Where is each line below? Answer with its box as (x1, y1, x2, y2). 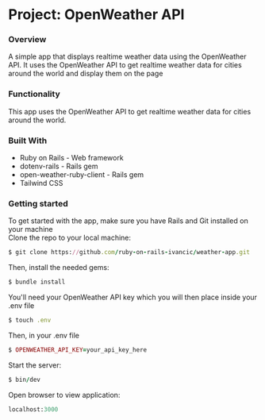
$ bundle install (8, 278, 66, 287)
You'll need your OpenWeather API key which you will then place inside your (8, 292, 258, 302)
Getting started (8, 198, 69, 209)
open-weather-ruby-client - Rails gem (19, 170, 144, 179)
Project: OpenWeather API (8, 6, 185, 24)
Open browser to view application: (8, 390, 121, 399)
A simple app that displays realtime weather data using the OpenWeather (8, 52, 247, 61)
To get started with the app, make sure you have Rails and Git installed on (8, 216, 248, 225)
